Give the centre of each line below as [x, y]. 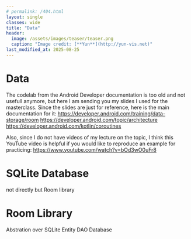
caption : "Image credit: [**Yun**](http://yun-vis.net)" [82, 45]
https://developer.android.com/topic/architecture [99, 119]
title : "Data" [23, 28]
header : [15, 33]
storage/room [22, 119]
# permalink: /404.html [35, 11]
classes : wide [23, 22]
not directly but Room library [40, 190]
